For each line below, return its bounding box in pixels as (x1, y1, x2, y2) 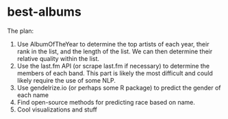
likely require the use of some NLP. (16, 76, 116, 84)
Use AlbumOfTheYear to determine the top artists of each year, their (16, 40, 210, 48)
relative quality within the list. (16, 54, 100, 62)
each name (16, 90, 49, 99)
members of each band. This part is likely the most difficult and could (16, 69, 214, 77)
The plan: (7, 27, 34, 35)
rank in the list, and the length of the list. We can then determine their (16, 47, 213, 55)
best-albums (7, 4, 82, 20)
